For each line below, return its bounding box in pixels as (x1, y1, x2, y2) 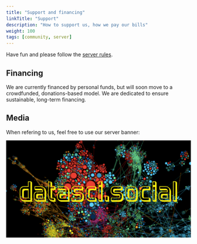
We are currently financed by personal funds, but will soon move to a (6, 83, 173, 90)
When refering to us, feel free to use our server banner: (6, 128, 140, 135)
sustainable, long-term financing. (6, 96, 86, 103)
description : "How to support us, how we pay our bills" (6, 22, 148, 28)
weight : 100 (6, 28, 35, 34)
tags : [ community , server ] (6, 34, 72, 40)
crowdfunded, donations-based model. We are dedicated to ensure (6, 90, 169, 97)
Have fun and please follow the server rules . (6, 51, 113, 58)
